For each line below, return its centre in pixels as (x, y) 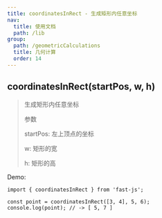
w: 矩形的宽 (40, 148)
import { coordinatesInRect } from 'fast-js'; (75, 190)
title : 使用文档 (35, 26)
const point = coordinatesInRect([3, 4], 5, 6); (79, 201)
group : (17, 39)
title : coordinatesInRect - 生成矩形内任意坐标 (72, 13)
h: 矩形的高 (40, 163)
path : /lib (29, 33)
